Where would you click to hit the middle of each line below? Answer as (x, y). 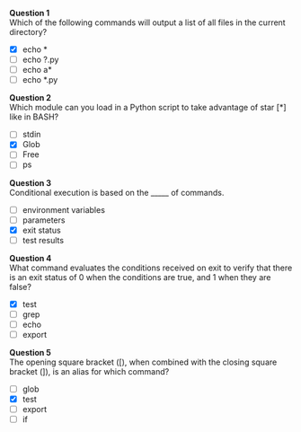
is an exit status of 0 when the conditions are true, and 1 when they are (140, 277)
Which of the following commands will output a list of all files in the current (147, 22)
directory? (28, 32)
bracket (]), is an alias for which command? (89, 371)
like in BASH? (34, 117)
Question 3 (31, 182)
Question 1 (30, 13)
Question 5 (31, 353)
